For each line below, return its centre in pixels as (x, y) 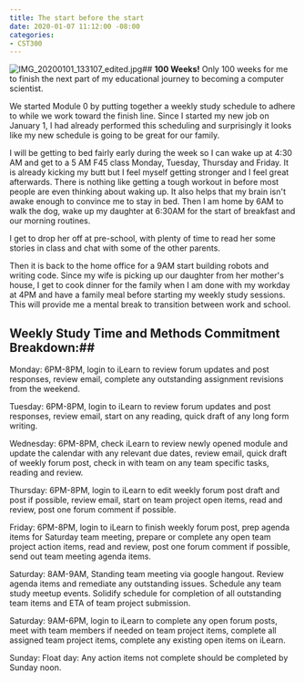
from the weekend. (45, 389)
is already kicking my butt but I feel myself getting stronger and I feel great (149, 172)
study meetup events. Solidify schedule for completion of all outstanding (146, 594)
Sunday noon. (35, 667)
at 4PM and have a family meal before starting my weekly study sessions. (147, 295)
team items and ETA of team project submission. (100, 604)
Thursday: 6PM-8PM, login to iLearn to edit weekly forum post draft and (145, 491)
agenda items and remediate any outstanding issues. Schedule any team (146, 584)
